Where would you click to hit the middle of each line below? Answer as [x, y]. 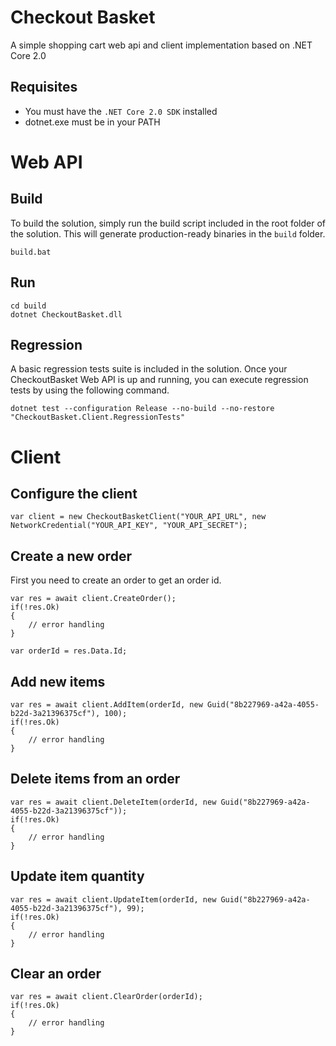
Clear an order [56, 974]
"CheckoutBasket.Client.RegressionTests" [98, 417]
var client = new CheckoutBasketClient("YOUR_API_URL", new [138, 517]
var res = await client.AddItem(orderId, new [106, 705]
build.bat [31, 252]
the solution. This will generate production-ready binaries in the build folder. [168, 233]
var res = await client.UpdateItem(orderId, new [113, 899]
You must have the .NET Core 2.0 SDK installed [121, 111]
